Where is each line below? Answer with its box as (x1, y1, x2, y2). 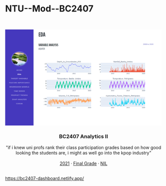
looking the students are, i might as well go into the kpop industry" (15, 150, 152, 156)
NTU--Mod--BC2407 (5, 3, 93, 14)
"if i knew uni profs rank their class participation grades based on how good (5, 144, 162, 150)
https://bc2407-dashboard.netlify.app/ (5, 175, 84, 181)
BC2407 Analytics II (59, 133, 108, 140)
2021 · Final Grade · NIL (59, 160, 108, 166)
